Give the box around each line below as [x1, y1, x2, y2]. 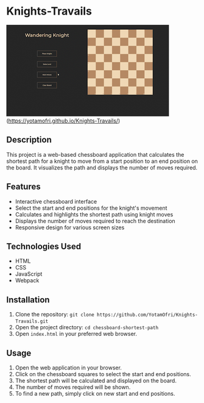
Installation [6, 294, 50, 305]
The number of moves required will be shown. [15, 383, 131, 391]
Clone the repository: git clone [15, 311, 94, 318]
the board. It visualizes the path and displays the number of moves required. [6, 163, 198, 171]
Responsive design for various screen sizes [15, 224, 125, 231]
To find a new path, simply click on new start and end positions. [15, 390, 175, 397]
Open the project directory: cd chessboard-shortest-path [15, 324, 159, 331]
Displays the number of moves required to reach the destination [15, 217, 175, 224]
